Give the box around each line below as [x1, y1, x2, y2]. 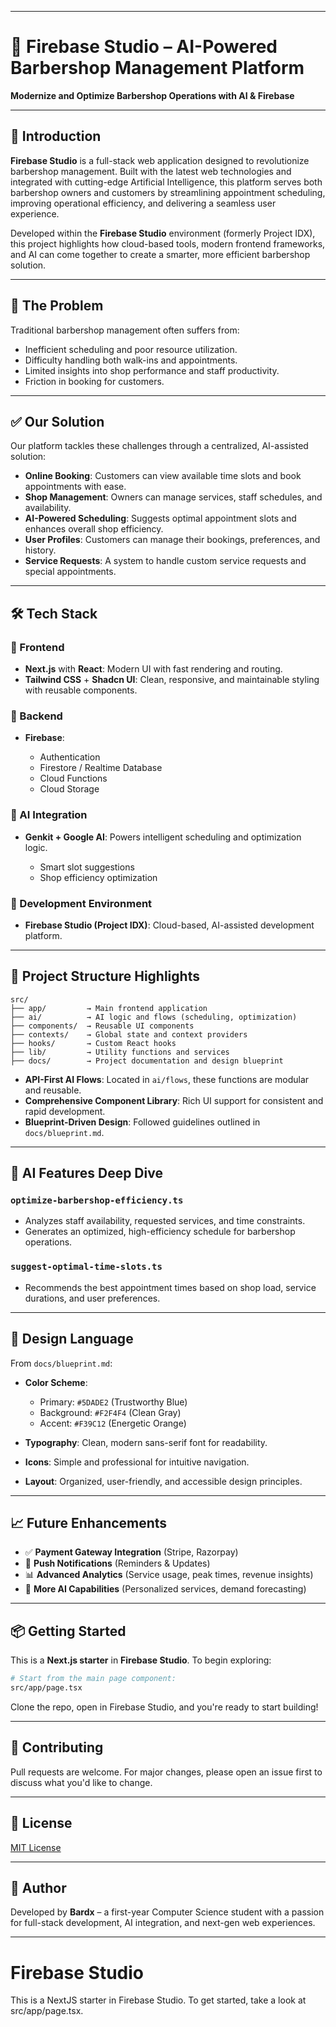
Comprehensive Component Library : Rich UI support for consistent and [24, 1094, 324, 1106]
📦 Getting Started [10, 1622, 127, 1640]
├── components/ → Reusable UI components [10, 1021, 195, 1031]
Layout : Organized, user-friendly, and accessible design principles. [24, 1475, 303, 1487]
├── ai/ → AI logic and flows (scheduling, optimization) [10, 1012, 298, 1022]
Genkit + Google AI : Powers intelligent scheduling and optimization [24, 831, 302, 843]
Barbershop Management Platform [10, 57, 305, 80]
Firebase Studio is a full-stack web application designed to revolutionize [10, 154, 310, 166]
